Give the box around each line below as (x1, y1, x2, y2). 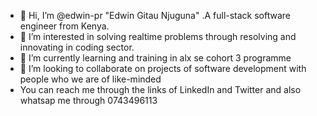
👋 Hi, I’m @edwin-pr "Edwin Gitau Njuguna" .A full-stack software (19, 10, 292, 21)
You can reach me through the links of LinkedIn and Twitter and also (19, 84, 302, 95)
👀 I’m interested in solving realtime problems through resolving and (19, 31, 297, 42)
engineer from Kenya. (19, 20, 110, 32)
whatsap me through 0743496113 (19, 95, 158, 106)
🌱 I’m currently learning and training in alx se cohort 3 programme (19, 52, 292, 64)
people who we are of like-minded (19, 73, 162, 85)
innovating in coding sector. (19, 41, 135, 53)
